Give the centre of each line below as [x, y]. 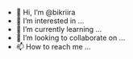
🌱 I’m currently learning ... [59, 29]
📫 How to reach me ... [53, 47]
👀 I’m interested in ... [50, 21]
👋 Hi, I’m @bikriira [46, 12]
